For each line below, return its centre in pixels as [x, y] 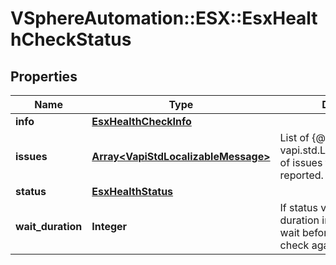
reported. [301, 175]
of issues [301, 162]
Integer [109, 226]
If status [298, 207]
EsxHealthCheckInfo [141, 121]
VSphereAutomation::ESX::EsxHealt [164, 18]
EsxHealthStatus [132, 191]
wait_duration [49, 226]
